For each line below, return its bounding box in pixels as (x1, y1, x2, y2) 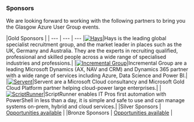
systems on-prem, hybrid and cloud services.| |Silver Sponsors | (6, 103, 162, 110)
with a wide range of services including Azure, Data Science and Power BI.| (6, 72, 188, 79)
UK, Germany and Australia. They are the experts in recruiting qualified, (6, 47, 178, 54)
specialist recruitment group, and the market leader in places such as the (6, 41, 182, 48)
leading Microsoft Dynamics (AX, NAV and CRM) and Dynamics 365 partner (6, 66, 189, 73)
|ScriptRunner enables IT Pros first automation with (43, 90, 167, 97)
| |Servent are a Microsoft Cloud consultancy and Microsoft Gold (6, 78, 185, 85)
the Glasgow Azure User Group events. (6, 23, 101, 30)
